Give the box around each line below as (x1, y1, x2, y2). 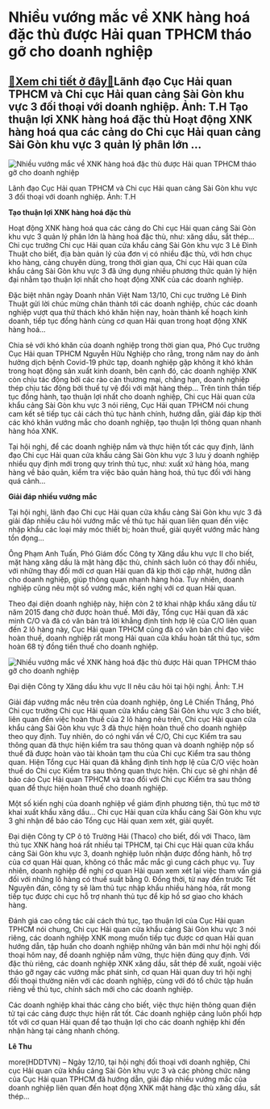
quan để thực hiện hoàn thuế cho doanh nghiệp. (8, 783, 168, 792)
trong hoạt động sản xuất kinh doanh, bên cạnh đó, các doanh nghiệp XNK (8, 366, 258, 376)
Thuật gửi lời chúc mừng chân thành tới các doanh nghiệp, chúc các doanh (8, 299, 258, 309)
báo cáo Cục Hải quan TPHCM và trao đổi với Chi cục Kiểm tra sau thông (8, 775, 251, 783)
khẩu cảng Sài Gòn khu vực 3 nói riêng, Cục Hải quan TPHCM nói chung (8, 401, 249, 410)
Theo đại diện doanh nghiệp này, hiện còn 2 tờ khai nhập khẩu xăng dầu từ (8, 599, 256, 608)
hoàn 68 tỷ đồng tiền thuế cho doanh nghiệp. (8, 642, 159, 651)
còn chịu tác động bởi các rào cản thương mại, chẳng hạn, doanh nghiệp (8, 375, 250, 384)
